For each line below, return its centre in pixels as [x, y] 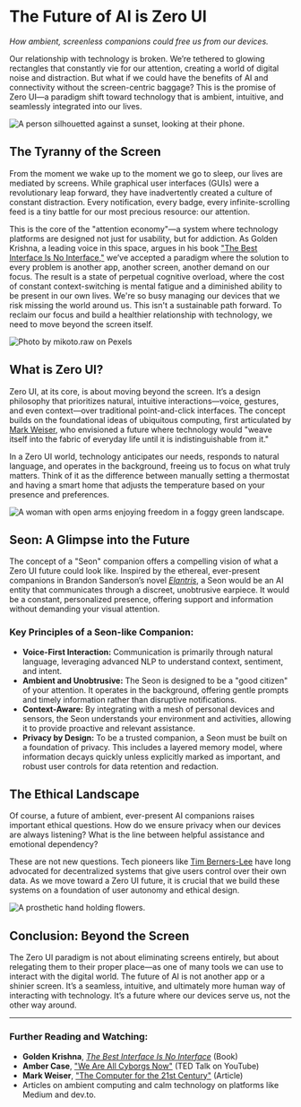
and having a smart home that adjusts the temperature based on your [137, 485]
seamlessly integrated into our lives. [76, 106]
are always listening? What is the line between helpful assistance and [137, 835]
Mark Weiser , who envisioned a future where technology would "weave [141, 429]
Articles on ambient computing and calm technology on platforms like [150, 1085]
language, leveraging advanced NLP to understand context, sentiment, [153, 662]
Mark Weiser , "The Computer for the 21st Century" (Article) [133, 1075]
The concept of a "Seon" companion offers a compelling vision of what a [144, 561]
